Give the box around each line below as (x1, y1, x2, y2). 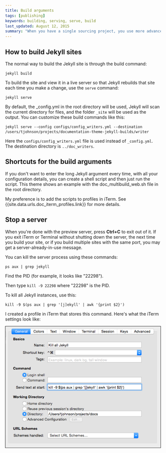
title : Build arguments (5, 8, 54, 13)
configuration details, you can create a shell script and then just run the (5, 176, 151, 182)
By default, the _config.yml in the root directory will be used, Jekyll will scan (5, 104, 160, 110)
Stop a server (5, 215, 47, 224)
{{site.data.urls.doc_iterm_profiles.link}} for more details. (5, 201, 121, 207)
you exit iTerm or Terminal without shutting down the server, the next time (5, 234, 156, 240)
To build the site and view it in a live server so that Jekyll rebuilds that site (5, 80, 155, 85)
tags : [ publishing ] (5, 13, 45, 18)
